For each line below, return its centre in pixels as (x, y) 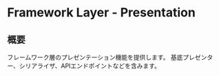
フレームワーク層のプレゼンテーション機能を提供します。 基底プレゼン (107, 57)
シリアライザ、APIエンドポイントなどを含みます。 (90, 66)
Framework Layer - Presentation (102, 13)
